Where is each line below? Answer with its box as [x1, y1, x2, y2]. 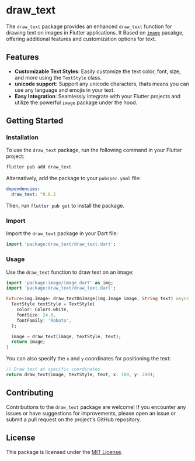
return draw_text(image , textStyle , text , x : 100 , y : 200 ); [6, 372, 156, 378]
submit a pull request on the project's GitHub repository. [6, 416, 141, 423]
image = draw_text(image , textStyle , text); [11, 333, 121, 339]
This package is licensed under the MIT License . [6, 448, 123, 455]
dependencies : [6, 186, 41, 192]
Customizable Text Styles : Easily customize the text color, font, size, [14, 68, 181, 75]
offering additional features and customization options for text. [6, 35, 156, 42]
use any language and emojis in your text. [14, 86, 115, 94]
